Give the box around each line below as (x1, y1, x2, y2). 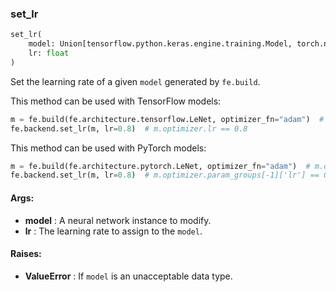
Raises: (10, 248, 42, 260)
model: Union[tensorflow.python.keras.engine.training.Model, (28, 39, 293, 49)
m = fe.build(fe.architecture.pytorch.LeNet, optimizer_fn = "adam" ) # (10, 161, 311, 171)
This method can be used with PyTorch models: (10, 142, 207, 154)
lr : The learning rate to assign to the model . (24, 225, 203, 237)
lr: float (28, 48, 70, 59)
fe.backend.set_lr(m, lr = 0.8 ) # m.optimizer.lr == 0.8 (10, 123, 248, 134)
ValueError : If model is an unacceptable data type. (24, 270, 233, 282)
